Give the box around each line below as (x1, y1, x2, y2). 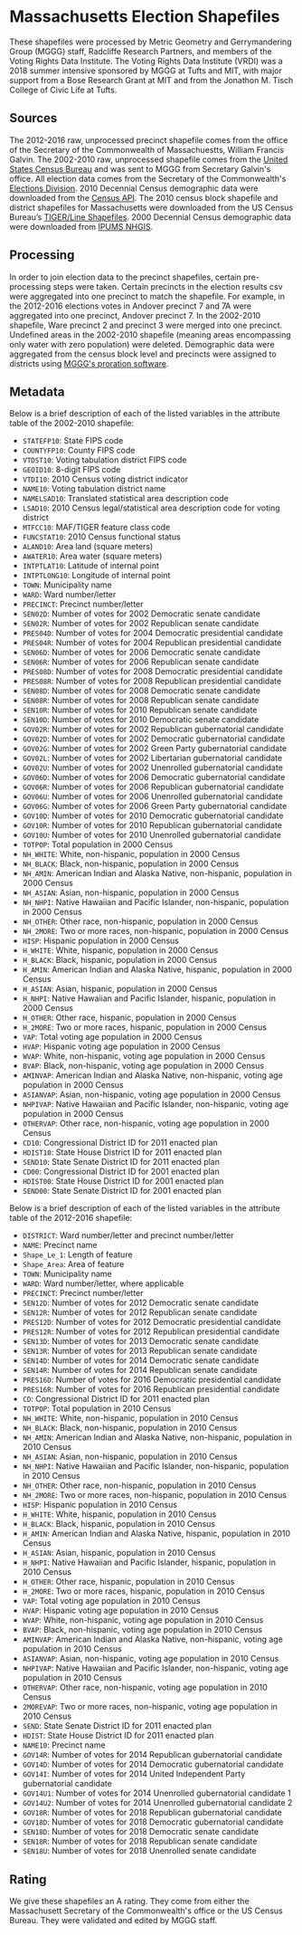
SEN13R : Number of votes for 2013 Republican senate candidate (22, 1346, 258, 1357)
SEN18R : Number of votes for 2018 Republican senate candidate (22, 1835, 258, 1847)
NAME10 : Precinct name (22, 1740, 106, 1750)
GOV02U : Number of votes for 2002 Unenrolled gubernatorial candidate (22, 762, 283, 773)
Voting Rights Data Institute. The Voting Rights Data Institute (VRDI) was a (9, 55, 283, 66)
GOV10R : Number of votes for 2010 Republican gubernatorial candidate (22, 820, 283, 831)
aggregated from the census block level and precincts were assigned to (9, 348, 278, 359)
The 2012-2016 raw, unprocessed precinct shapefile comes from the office (9, 134, 288, 146)
